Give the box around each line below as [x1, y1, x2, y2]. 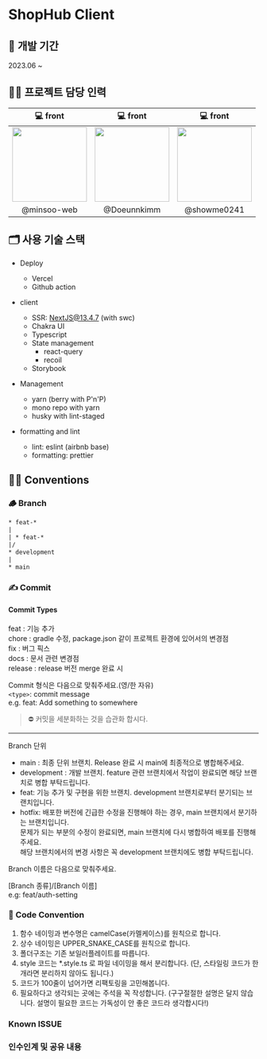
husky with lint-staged [31, 411, 105, 420]
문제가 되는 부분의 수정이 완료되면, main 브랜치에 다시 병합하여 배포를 [19, 827, 235, 837]
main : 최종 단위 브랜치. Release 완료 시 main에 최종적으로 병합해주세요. [19, 757, 245, 767]
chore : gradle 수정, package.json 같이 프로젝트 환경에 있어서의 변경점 [8, 633, 229, 643]
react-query [43, 346, 83, 356]
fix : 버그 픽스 [8, 644, 50, 653]
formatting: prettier [31, 450, 94, 460]
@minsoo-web [21, 204, 78, 215]
